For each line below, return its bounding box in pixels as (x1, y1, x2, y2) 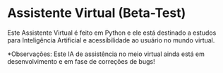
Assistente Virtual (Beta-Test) (7, 5, 186, 21)
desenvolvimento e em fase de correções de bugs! (7, 57, 155, 65)
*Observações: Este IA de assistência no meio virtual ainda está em (7, 50, 205, 58)
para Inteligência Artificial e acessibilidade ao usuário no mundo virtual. (7, 35, 215, 44)
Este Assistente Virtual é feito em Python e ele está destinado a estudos (7, 28, 217, 37)
